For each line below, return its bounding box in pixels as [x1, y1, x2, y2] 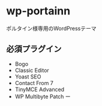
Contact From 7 [14, 79, 54, 86]
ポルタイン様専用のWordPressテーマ [6, 25, 97, 32]
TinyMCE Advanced [14, 86, 65, 93]
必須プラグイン [6, 44, 62, 54]
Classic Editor [14, 66, 49, 74]
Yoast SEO [14, 73, 41, 80]
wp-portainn [6, 4, 71, 18]
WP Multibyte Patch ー [14, 93, 71, 100]
